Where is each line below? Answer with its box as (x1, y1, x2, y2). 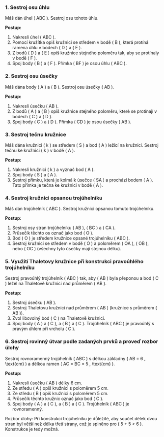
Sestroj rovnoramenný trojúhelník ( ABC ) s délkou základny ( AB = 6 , (5, 355, 146, 361)
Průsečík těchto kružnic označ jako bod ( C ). (12, 396, 104, 402)
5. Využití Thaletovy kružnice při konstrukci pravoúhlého (5, 258, 144, 265)
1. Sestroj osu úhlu (5, 4, 50, 11)
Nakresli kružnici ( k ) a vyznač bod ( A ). (12, 167, 95, 172)
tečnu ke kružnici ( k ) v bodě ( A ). (5, 147, 75, 153)
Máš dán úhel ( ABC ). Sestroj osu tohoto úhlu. (5, 15, 99, 21)
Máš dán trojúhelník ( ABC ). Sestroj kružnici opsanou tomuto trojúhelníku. (5, 206, 155, 212)
